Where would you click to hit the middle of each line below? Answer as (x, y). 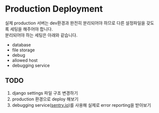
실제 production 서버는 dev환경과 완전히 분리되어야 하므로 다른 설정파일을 (75, 23)
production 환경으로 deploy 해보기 (45, 99)
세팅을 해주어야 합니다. (32, 29)
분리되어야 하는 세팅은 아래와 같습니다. (41, 35)
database (21, 45)
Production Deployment (54, 9)
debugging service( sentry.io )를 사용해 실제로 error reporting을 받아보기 (81, 105)
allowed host (25, 60)
